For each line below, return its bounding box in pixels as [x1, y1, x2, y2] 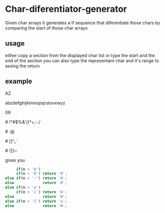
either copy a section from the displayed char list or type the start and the [5, 52, 155, 58]
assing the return [5, 63, 40, 69]
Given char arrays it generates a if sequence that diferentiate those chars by [5, 20, 161, 26]
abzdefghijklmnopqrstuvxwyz [5, 100, 66, 106]
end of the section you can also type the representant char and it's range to [5, 58, 159, 64]
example [5, 77, 33, 86]
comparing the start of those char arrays [5, 25, 88, 31]
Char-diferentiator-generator [5, 3, 127, 15]
